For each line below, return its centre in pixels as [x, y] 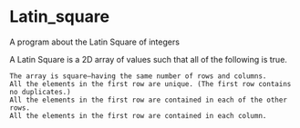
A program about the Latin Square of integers [95, 42]
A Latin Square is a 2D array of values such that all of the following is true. [148, 59]
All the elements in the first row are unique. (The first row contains [150, 84]
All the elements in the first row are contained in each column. [138, 115]
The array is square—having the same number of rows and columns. [138, 76]
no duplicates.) [40, 92]
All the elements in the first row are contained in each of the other [148, 100]
